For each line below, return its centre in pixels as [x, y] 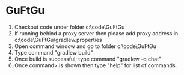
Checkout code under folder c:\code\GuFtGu [69, 27]
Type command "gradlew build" [54, 52]
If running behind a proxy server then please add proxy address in [96, 33]
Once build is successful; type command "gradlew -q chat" [88, 59]
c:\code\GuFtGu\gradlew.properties [58, 40]
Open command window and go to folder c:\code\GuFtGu [85, 46]
